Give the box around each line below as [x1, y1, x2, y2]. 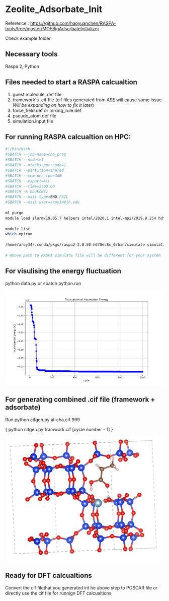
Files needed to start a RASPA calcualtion [5, 78, 137, 87]
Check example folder [5, 35, 51, 41]
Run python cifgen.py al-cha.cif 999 [5, 417, 80, 423]
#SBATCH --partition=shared [5, 168, 64, 173]
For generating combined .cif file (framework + [5, 395, 155, 404]
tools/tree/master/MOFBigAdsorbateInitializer [5, 25, 100, 31]
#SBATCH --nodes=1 [5, 157, 44, 162]
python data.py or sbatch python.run [5, 280, 81, 286]
